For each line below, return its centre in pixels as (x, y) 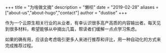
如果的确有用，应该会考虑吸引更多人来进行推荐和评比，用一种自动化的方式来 (83, 39)
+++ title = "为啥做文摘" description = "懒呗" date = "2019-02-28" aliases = (82, 7)
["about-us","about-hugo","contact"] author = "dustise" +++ (66, 13)
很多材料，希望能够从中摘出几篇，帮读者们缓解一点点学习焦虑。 (74, 29)
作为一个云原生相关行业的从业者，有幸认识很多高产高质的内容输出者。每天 (81, 23)
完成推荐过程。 (20, 45)
